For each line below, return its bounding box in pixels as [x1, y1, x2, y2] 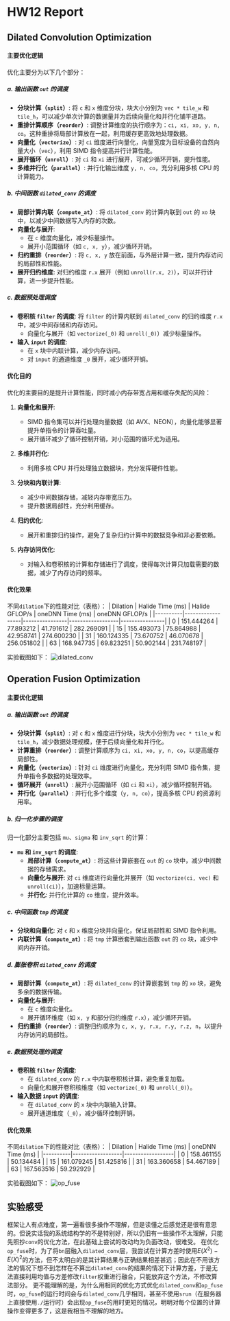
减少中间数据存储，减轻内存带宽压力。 [27, 493, 136, 501]
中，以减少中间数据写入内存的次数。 [16, 216, 120, 224]
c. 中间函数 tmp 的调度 [7, 907, 68, 916]
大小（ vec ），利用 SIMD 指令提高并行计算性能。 [23, 146, 156, 154]
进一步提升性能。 [29, 276, 77, 285]
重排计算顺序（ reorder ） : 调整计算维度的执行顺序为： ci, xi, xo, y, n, [16, 121, 220, 129]
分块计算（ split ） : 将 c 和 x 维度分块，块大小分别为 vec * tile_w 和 [16, 104, 209, 112]
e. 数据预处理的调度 [7, 1047, 62, 1055]
